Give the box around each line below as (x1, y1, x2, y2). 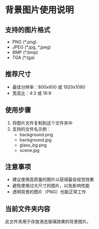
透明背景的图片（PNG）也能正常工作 (12, 189, 86, 195)
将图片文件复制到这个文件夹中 (12, 120, 73, 126)
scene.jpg (19, 147, 40, 153)
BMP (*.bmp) (12, 50, 38, 55)
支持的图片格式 (5, 26, 50, 34)
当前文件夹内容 (5, 204, 50, 213)
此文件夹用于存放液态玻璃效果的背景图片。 (5, 219, 91, 225)
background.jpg (19, 137, 52, 143)
